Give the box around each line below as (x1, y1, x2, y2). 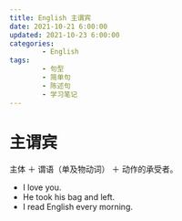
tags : (9, 56, 30, 65)
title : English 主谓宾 (9, 13, 92, 23)
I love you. (22, 182, 62, 193)
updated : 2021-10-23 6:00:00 (9, 30, 120, 39)
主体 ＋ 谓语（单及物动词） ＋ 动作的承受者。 (9, 163, 178, 174)
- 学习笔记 (42, 89, 78, 99)
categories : (9, 38, 55, 48)
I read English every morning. (22, 202, 134, 213)
